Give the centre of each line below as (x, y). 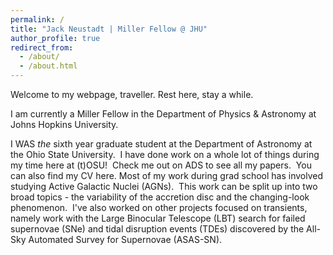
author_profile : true (55, 38)
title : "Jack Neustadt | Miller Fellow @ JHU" (109, 29)
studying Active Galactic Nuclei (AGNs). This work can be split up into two (164, 186)
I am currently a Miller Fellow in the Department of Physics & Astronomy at (163, 114)
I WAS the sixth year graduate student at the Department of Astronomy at (161, 144)
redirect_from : (42, 47)
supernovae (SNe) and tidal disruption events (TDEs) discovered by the (157, 229)
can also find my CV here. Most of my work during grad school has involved (167, 175)
